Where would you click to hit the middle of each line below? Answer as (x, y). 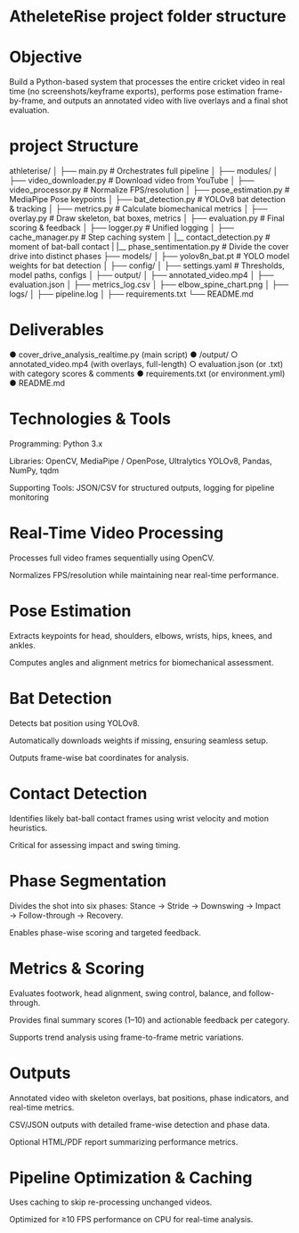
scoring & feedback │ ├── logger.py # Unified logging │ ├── (121, 228)
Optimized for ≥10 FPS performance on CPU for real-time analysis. (131, 1220)
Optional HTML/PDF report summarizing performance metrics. (124, 1141)
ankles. (22, 645)
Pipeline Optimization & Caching (131, 1177)
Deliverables (57, 330)
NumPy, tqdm (34, 470)
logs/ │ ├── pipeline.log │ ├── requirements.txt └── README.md (131, 294)
